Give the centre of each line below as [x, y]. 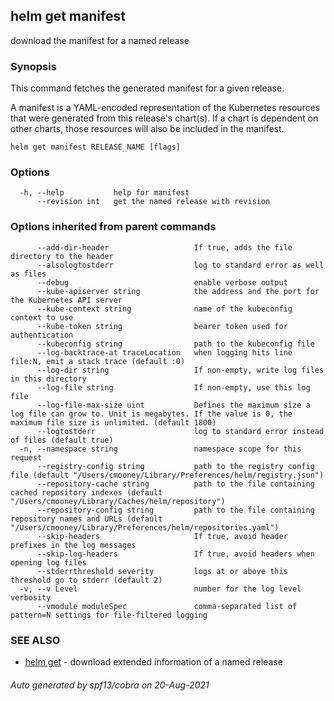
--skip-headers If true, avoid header [162, 536]
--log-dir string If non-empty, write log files [180, 370]
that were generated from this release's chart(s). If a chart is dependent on [164, 118]
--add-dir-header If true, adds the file [164, 247]
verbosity [31, 597]
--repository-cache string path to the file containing [175, 484]
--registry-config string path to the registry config [175, 466]
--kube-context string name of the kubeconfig [164, 309]
